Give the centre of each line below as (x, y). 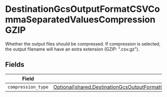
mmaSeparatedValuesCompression (80, 20)
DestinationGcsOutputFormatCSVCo (83, 9)
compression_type (28, 87)
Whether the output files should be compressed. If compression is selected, (83, 44)
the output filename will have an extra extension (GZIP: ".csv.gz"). (72, 49)
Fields (15, 65)
